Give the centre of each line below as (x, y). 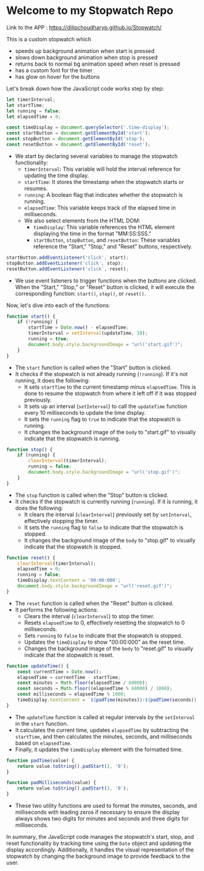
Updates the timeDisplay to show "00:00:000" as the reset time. (105, 642)
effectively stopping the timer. (61, 521)
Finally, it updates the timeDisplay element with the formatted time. (99, 749)
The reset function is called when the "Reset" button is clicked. (94, 603)
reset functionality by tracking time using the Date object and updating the (99, 843)
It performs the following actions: (56, 610)
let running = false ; (34, 111)
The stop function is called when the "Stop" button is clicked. (92, 495)
